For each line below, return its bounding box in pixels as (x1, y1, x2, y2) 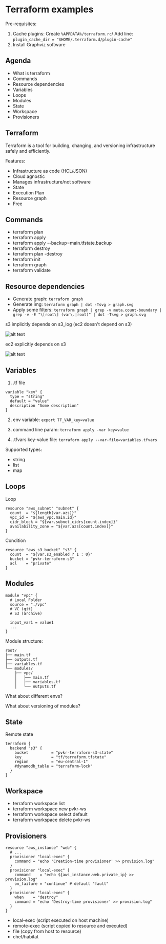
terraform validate (12, 267, 51, 274)
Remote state (5, 731, 33, 737)
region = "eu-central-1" (14, 759, 88, 765)
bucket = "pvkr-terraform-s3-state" (14, 750, 114, 755)
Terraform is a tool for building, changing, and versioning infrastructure (5, 142, 155, 149)
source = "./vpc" (10, 602, 47, 607)
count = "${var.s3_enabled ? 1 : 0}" (10, 552, 93, 557)
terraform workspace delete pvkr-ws (12, 816, 91, 823)
